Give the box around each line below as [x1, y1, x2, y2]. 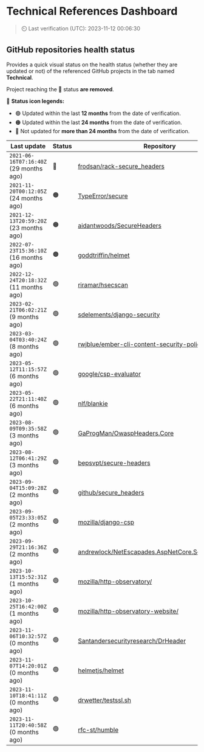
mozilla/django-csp [78, 518, 135, 526]
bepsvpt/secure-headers [78, 458, 151, 467]
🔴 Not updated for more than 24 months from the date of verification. [15, 127, 190, 134]
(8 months [9, 342, 39, 350]
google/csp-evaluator [78, 369, 141, 378]
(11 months [9, 283, 43, 291]
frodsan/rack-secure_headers [78, 162, 165, 170]
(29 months [9, 164, 43, 173]
